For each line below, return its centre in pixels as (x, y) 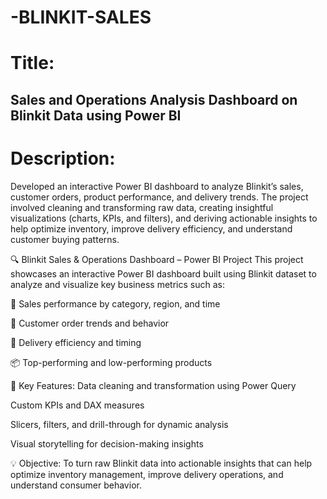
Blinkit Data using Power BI (96, 115)
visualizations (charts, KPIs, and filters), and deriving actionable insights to (164, 218)
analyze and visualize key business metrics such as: (117, 284)
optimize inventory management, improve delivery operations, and (147, 474)
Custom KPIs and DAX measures (77, 405)
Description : (63, 158)
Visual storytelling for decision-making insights (107, 443)
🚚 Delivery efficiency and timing (76, 342)
